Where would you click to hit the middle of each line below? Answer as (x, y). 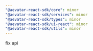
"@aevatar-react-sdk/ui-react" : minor (46, 24)
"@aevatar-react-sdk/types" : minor (43, 19)
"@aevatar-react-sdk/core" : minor (42, 10)
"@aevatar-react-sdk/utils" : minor (43, 29)
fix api (12, 43)
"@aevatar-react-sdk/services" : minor (46, 15)
